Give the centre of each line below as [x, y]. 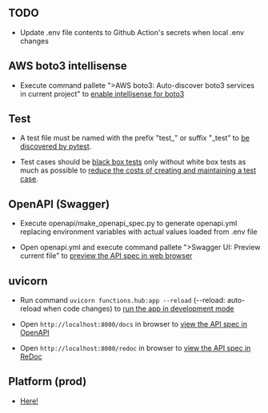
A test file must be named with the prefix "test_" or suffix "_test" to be [135, 138]
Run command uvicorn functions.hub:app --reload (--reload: [122, 300]
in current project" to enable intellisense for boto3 [102, 93]
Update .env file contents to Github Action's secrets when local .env [132, 32]
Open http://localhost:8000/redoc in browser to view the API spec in [135, 348]
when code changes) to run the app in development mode [138, 309]
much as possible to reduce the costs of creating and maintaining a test [138, 170]
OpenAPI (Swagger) [59, 204]
